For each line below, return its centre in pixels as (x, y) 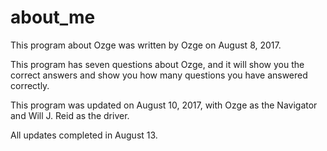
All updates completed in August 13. (84, 135)
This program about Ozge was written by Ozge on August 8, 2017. (146, 45)
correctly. (30, 85)
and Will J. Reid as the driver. (70, 115)
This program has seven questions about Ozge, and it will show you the (157, 64)
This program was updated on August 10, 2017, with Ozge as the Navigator (164, 105)
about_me (53, 17)
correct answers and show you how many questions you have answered (159, 75)
